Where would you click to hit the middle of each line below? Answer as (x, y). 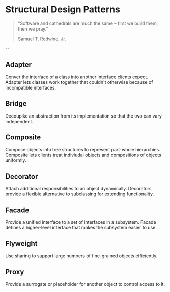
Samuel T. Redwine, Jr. (42, 39)
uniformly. (16, 160)
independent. (19, 121)
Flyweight (21, 243)
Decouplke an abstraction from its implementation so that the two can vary (83, 116)
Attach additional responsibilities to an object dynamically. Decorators (78, 189)
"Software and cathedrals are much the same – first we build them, (88, 23)
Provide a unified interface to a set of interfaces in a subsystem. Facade (81, 222)
